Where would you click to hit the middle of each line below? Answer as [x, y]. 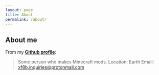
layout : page [19, 10]
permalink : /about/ [26, 19]
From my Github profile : [31, 52]
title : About [19, 15]
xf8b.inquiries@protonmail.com [51, 67]
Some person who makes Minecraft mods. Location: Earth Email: [86, 62]
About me [21, 40]
